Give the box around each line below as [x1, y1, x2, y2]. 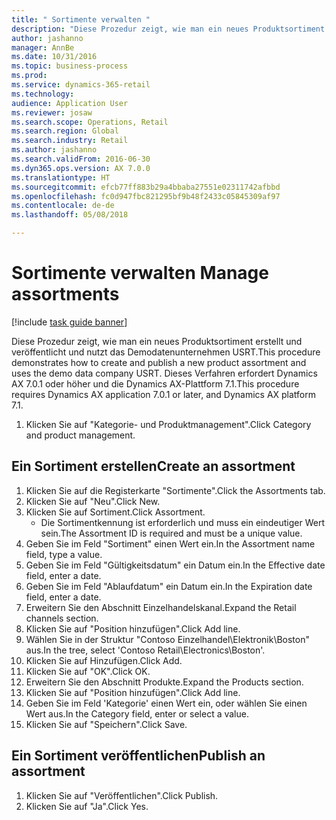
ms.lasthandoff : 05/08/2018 [11, 210, 129, 220]
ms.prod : [11, 71, 48, 81]
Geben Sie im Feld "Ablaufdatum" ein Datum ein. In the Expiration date [25, 580, 313, 592]
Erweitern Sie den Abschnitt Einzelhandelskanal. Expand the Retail [25, 601, 297, 613]
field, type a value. [25, 548, 103, 560]
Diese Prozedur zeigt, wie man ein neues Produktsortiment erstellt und [11, 335, 303, 347]
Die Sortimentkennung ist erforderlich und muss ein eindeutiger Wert [40, 516, 325, 528]
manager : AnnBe [11, 42, 75, 53]
